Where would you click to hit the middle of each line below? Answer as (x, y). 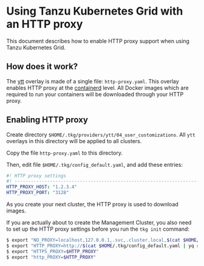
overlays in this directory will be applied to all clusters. (74, 141)
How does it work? (42, 67)
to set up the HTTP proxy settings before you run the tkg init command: (98, 229)
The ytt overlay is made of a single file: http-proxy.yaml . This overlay (93, 81)
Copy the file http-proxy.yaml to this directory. (65, 153)
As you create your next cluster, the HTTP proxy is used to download (93, 205)
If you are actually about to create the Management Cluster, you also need (99, 223)
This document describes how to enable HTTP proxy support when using (98, 41)
